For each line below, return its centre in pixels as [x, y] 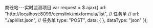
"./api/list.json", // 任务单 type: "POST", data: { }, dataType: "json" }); [76, 20]
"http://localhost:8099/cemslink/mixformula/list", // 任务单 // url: [72, 14]
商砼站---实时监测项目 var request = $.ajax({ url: [56, 7]
